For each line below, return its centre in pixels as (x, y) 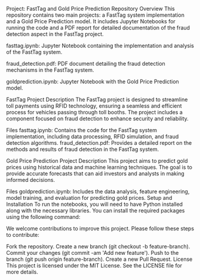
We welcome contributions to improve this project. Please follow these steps (100, 229)
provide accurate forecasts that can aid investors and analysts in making (96, 174)
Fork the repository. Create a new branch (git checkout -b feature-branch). (98, 246)
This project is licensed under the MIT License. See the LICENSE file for (94, 265)
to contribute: (23, 235)
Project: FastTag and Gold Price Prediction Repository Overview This (90, 9)
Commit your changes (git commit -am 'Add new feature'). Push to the (93, 253)
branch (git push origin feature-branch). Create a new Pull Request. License (99, 259)
